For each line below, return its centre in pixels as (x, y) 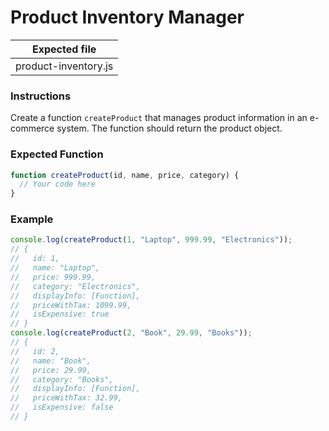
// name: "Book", (51, 361)
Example (32, 219)
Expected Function (57, 154)
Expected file (64, 49)
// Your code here (58, 184)
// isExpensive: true (60, 314)
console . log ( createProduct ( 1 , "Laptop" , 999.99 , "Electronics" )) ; (151, 240)
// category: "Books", (62, 379)
